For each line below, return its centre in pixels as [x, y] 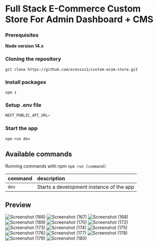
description [51, 179]
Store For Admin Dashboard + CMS [80, 19]
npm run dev [18, 139]
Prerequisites [22, 35]
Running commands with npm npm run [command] [56, 166]
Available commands [39, 154]
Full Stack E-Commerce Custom [73, 9]
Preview [18, 205]
